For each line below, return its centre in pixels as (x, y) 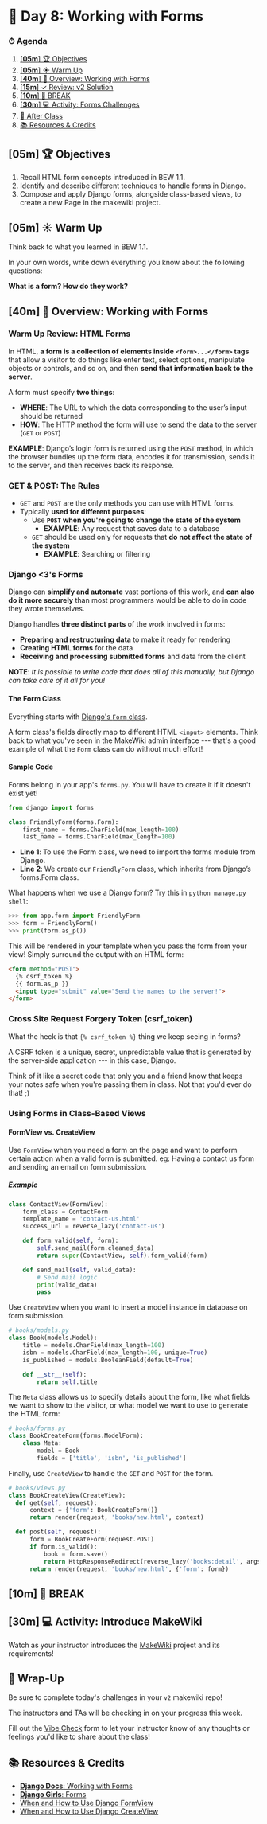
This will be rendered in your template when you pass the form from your (128, 946)
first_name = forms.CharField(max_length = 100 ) (101, 830)
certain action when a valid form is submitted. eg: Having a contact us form (132, 1158)
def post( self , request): (58, 1532)
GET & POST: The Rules (54, 486)
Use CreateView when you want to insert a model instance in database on (128, 1307)
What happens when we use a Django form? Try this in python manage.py (127, 893)
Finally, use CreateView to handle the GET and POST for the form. (111, 1473)
